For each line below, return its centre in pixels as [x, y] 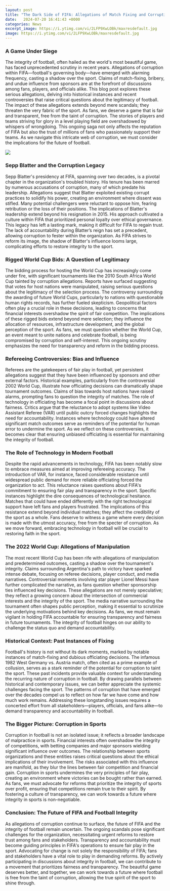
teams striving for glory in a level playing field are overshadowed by [76, 121]
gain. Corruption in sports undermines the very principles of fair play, [77, 773]
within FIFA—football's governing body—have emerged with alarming [78, 73]
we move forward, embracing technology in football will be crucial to [77, 528]
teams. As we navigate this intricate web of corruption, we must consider [81, 138]
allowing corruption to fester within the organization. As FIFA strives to [78, 235]
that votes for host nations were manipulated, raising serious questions [79, 286]
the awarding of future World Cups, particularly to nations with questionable [84, 297]
